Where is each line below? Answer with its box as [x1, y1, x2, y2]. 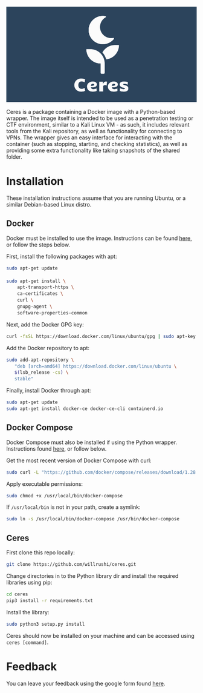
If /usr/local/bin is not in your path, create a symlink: [6, 503, 141, 511]
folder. [6, 153, 22, 161]
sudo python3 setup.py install [6, 621, 85, 627]
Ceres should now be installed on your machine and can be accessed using [6, 632, 195, 639]
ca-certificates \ [17, 291, 63, 297]
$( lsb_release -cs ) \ [14, 370, 69, 376]
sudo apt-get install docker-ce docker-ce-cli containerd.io [6, 406, 164, 412]
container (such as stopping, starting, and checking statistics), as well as [6, 141, 188, 147]
